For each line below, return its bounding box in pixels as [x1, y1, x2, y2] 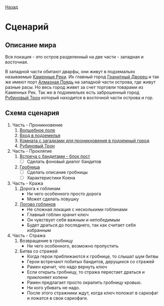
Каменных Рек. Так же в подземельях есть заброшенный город [5, 89, 139, 95]
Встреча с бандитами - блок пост [19, 153, 90, 159]
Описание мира [5, 41, 56, 49]
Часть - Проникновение [12, 122, 63, 128]
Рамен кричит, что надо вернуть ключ [27, 264, 107, 270]
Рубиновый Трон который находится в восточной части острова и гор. [5, 95, 154, 100]
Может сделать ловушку [27, 196, 79, 202]
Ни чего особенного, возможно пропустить [27, 243, 119, 249]
